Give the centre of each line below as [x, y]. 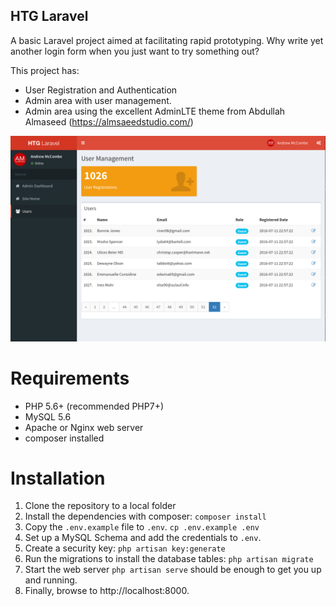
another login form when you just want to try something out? [135, 51]
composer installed [64, 438]
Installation [58, 478]
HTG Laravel [49, 16]
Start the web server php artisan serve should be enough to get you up [173, 570]
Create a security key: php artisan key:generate [125, 548]
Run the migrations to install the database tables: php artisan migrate [169, 559]
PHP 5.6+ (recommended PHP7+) [94, 406]
